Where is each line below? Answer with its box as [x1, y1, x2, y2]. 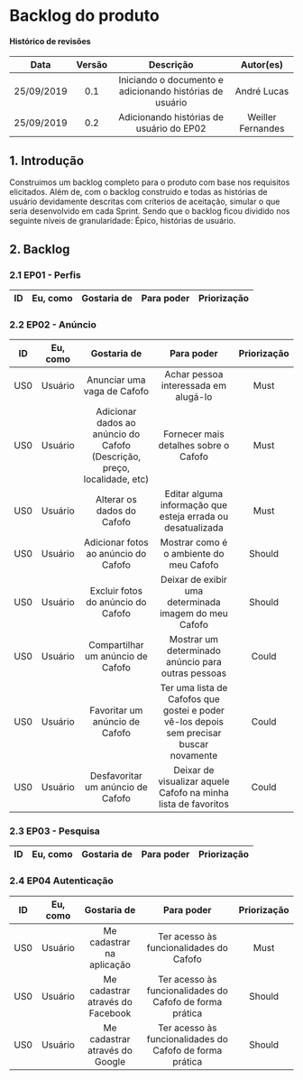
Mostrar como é [160, 536, 228, 549]
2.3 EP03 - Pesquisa [9, 825, 101, 837]
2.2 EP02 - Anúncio [9, 318, 97, 330]
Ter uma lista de [160, 682, 228, 695]
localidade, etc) [83, 473, 150, 485]
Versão [76, 59, 108, 71]
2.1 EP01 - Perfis [9, 268, 81, 281]
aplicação [89, 958, 131, 971]
